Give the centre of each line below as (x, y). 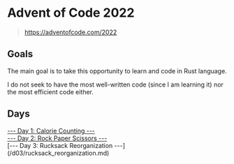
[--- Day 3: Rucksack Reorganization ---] (66, 145)
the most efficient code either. (51, 91)
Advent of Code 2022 (71, 13)
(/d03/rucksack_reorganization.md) (58, 153)
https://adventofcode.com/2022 (71, 32)
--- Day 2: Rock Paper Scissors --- (57, 138)
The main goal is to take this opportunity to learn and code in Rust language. (117, 70)
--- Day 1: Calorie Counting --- (51, 131)
